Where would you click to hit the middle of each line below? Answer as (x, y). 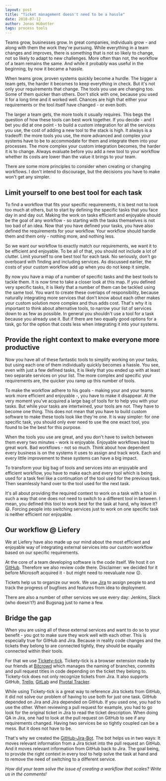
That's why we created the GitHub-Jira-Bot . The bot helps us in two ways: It (83, 738)
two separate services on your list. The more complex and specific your (79, 375)
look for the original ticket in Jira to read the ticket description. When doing (82, 713)
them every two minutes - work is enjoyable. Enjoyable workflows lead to (80, 442)
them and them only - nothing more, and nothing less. (60, 236)
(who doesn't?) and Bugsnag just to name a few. (55, 603)
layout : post (19, 10)
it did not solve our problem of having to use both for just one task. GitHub (81, 697)
